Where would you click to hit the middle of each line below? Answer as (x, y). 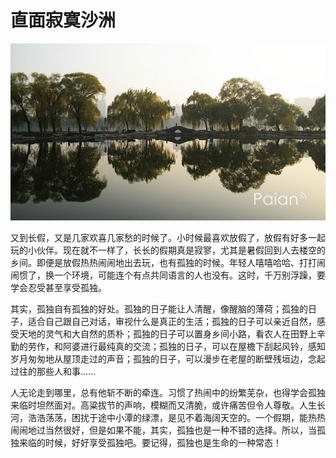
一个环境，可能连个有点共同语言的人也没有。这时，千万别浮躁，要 (189, 275)
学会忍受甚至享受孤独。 (58, 287)
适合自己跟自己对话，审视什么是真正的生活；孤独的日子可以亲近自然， (172, 321)
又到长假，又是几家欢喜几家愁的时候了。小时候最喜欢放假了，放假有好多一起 (168, 237)
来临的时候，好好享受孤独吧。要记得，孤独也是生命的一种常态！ (150, 442)
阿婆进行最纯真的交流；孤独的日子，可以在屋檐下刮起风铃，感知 (194, 346)
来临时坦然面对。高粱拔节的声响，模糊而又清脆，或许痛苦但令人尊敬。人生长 (168, 405)
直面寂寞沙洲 (63, 20)
